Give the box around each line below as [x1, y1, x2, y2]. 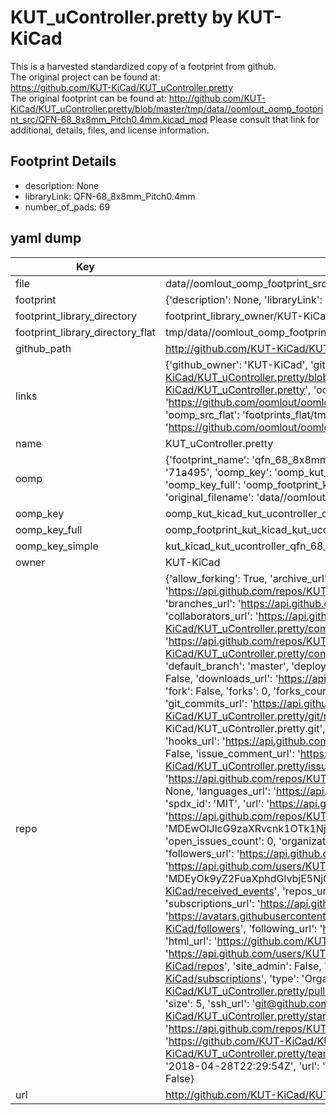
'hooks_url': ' [164, 734, 226, 748]
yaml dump [10, 230, 82, 247]
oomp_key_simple [15, 539, 99, 553]
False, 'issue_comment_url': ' [164, 746, 301, 760]
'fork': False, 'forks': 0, [164, 684, 271, 698]
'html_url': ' [164, 934, 218, 948]
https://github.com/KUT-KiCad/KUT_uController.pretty [10, 81, 234, 93]
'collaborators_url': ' [164, 609, 259, 623]
